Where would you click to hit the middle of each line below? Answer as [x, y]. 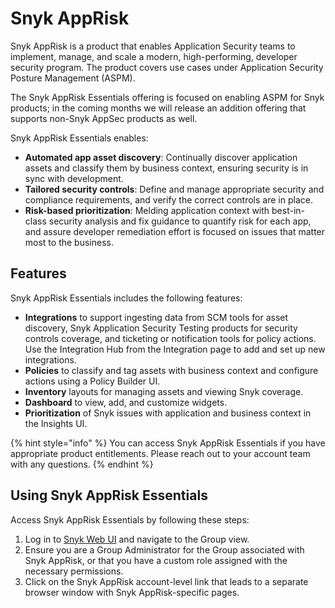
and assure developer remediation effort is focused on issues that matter [175, 231]
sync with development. [74, 178]
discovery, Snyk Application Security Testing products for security [161, 328]
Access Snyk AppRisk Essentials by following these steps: [130, 519]
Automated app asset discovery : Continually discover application [161, 157]
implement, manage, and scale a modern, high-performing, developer [154, 56]
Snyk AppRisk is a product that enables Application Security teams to [153, 46]
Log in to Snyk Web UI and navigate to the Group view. [137, 539]
